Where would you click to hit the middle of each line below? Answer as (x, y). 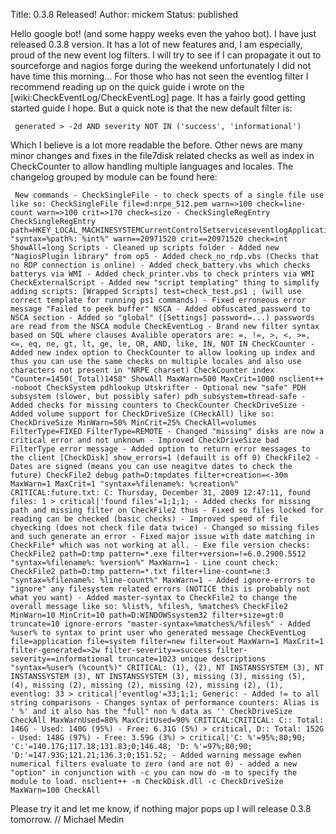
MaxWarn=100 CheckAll (55, 790)
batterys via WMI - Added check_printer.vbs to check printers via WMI (162, 274)
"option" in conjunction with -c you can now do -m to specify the (154, 773)
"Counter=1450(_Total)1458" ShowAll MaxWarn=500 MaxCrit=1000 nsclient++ (167, 379)
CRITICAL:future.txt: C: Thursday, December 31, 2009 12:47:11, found (160, 493)
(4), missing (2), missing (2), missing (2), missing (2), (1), (147, 685)
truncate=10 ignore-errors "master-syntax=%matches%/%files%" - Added (160, 624)
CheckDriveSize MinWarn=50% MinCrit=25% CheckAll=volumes (133, 423)
